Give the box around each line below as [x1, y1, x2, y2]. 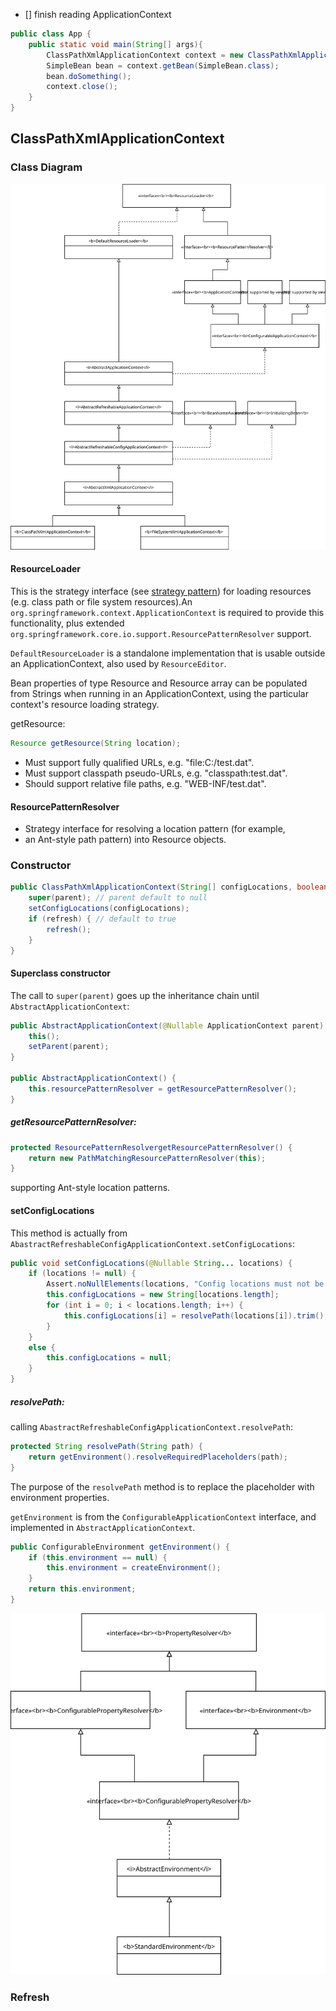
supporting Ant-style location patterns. [10, 1182, 171, 1194]
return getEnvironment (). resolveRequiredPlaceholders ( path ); [28, 1452, 288, 1462]
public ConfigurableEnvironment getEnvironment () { [10, 1542, 230, 1552]
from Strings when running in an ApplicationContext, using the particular [10, 688, 309, 700]
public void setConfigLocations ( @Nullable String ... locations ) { [10, 1258, 293, 1268]
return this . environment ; [28, 1584, 137, 1594]
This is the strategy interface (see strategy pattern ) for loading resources [10, 585, 312, 598]
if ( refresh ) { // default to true [28, 914, 177, 924]
